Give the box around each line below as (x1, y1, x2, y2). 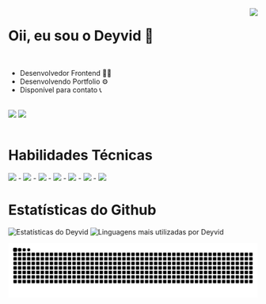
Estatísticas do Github (8, 201, 157, 220)
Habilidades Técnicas (8, 146, 153, 164)
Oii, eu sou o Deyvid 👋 (8, 27, 154, 45)
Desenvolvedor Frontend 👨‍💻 (19, 68, 112, 77)
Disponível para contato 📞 (19, 84, 102, 94)
